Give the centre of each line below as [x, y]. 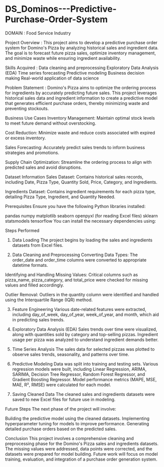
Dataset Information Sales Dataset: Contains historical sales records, [74, 177]
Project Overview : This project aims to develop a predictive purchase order [81, 42]
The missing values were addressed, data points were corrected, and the [79, 449]
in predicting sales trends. [38, 319]
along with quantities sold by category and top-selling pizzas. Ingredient [85, 334]
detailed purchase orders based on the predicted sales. [61, 429]
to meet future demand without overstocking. [51, 123]
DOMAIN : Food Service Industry [38, 33]
